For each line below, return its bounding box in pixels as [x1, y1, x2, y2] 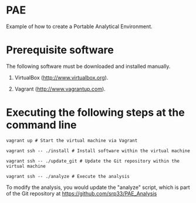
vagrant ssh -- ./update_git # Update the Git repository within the [6, 158, 180, 164]
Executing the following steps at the [6, 106, 185, 119]
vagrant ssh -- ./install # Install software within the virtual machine [6, 147, 191, 154]
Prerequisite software [6, 43, 114, 57]
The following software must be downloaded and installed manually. [6, 63, 171, 70]
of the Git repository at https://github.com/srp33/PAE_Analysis [6, 190, 157, 197]
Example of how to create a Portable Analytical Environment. [6, 23, 153, 30]
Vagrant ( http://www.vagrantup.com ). [14, 85, 106, 92]
